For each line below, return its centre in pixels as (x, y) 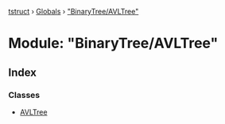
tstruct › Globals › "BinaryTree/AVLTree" (74, 11)
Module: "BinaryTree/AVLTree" (113, 43)
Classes (24, 95)
